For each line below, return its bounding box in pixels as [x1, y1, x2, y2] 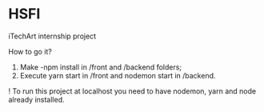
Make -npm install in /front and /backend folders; [19, 62, 182, 72]
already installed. [8, 94, 66, 104]
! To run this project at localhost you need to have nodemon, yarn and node [8, 86, 257, 96]
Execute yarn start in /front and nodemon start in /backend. [19, 70, 216, 80]
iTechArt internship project [8, 31, 97, 41]
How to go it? [8, 46, 52, 56]
